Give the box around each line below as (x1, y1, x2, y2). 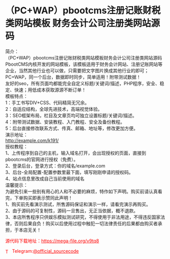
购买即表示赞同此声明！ (23, 194, 73, 201)
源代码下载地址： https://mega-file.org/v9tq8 (5, 237, 99, 244)
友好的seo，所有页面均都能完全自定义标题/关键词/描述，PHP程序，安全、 (5, 80, 160, 86)
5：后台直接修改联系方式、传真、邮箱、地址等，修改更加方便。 (5, 125, 138, 131)
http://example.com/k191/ (5, 137, 59, 144)
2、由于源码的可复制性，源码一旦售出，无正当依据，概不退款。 (5, 207, 138, 213)
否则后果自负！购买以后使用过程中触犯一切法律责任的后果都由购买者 (14, 220, 158, 226)
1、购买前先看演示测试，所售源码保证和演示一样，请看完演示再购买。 (5, 201, 151, 207)
